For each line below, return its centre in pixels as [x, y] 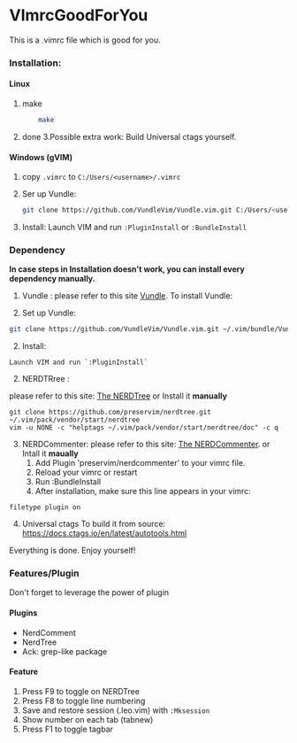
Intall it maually [50, 453]
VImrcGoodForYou [79, 15]
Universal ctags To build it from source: [94, 524]
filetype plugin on [45, 507]
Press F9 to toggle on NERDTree [80, 691]
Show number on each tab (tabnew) [88, 719]
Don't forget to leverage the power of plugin [89, 592]
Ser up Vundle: [49, 194]
